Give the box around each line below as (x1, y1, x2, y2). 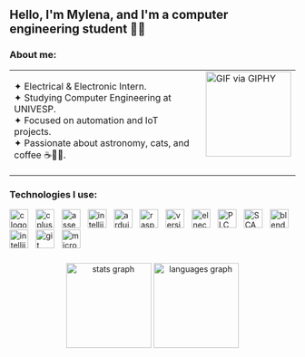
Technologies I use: (9, 188, 98, 200)
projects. (14, 125, 52, 138)
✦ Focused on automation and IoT (14, 113, 159, 126)
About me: (9, 49, 57, 62)
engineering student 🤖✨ (9, 22, 146, 37)
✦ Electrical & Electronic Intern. (14, 80, 147, 92)
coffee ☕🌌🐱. (14, 149, 66, 161)
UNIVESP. (14, 102, 56, 115)
